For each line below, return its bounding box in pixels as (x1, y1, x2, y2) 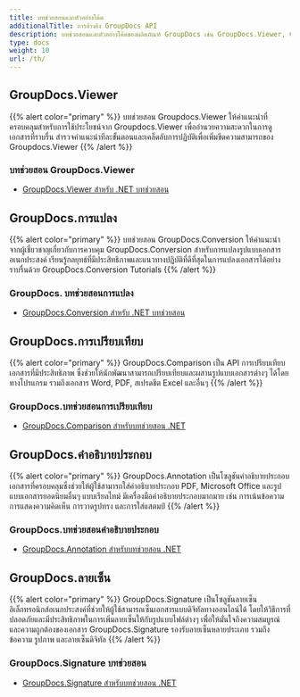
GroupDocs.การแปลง (9, 211, 118, 226)
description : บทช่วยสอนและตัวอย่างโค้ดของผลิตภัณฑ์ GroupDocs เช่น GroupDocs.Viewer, (9, 29, 286, 38)
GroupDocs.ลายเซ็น (9, 570, 112, 585)
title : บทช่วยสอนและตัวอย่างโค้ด (9, 12, 104, 22)
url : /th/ (9, 54, 46, 63)
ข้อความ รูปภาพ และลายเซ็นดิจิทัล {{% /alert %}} (9, 635, 161, 645)
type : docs (9, 37, 50, 47)
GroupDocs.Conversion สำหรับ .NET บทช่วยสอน (21, 307, 186, 318)
